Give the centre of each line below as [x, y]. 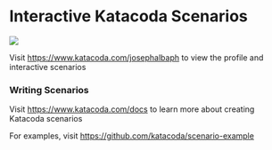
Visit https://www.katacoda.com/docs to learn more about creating [132, 109]
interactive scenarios [48, 67]
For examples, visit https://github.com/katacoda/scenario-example [132, 136]
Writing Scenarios [49, 90]
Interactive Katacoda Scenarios [128, 16]
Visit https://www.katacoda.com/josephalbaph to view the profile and [136, 57]
